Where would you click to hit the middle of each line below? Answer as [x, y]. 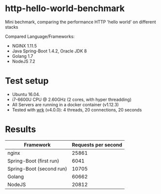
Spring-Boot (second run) [37, 169]
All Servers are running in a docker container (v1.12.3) [65, 104]
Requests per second [97, 145]
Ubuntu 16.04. [26, 94]
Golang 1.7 [23, 56]
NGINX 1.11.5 [24, 46]
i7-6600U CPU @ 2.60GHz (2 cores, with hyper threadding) [72, 99]
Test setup [27, 81]
